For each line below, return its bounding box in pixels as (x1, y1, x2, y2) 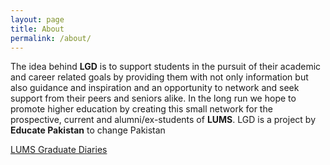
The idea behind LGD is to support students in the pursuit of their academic (10, 61, 322, 73)
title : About (10, 24, 65, 34)
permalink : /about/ (10, 33, 92, 43)
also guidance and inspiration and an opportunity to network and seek (10, 82, 300, 94)
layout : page (10, 14, 65, 25)
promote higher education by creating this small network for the (10, 103, 273, 115)
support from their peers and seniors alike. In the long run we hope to (10, 92, 297, 105)
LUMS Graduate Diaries (10, 144, 108, 156)
